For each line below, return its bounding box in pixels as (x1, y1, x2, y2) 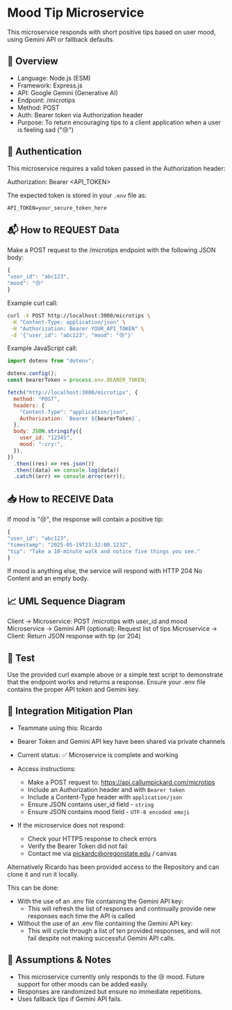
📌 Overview (7, 56, 58, 67)
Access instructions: (17, 764, 76, 772)
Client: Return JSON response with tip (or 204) (7, 632, 141, 640)
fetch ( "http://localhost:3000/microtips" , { (7, 389, 138, 396)
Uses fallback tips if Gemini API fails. (17, 995, 123, 1003)
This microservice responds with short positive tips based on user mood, (7, 28, 217, 36)
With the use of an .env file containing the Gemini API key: (17, 897, 184, 905)
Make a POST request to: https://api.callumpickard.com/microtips (27, 778, 215, 786)
